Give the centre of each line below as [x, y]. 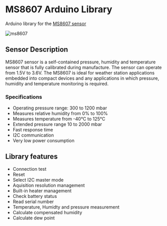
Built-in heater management [42, 191]
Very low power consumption [44, 141]
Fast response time [33, 130]
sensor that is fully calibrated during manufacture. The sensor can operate [83, 67]
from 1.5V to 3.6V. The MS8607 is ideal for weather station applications [80, 73]
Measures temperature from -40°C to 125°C [59, 119]
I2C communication [33, 135]
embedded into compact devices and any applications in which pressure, [82, 78]
